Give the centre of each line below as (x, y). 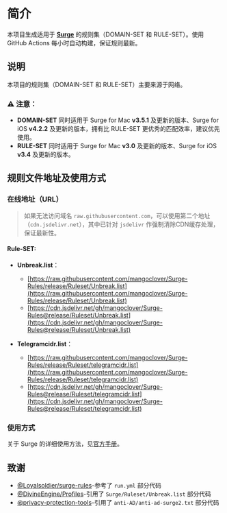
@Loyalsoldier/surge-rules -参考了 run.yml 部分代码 (89, 486)
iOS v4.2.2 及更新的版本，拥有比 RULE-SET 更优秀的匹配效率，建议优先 (118, 129)
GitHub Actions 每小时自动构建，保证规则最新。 (74, 43)
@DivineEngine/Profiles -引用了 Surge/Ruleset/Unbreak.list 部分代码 (114, 494)
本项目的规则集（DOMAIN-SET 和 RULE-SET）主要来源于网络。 (97, 84)
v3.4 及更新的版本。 (46, 154)
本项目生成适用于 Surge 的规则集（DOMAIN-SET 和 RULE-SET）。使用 (106, 34)
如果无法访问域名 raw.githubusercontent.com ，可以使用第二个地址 (117, 215)
